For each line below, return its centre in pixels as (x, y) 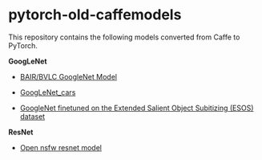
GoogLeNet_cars (48, 92)
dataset (32, 116)
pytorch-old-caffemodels (95, 15)
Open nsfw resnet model (61, 147)
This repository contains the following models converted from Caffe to (124, 37)
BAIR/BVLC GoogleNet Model (69, 76)
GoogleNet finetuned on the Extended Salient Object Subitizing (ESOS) (137, 108)
